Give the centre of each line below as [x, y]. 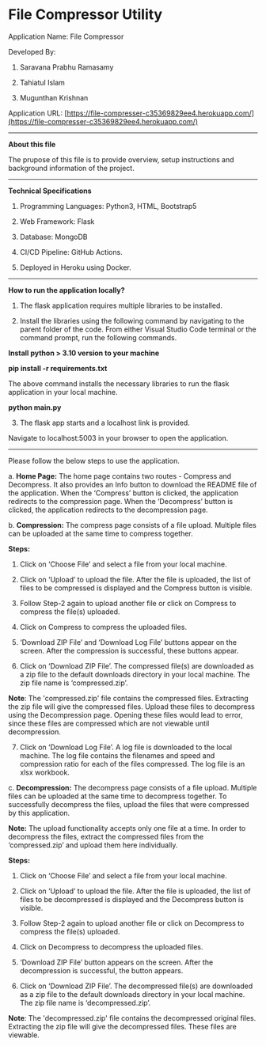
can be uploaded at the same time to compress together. [101, 533]
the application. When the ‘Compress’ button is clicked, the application [123, 493]
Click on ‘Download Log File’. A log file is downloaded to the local [125, 747]
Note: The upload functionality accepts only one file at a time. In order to [127, 828]
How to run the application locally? [66, 290]
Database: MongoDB [53, 237]
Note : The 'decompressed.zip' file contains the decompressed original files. [132, 1018]
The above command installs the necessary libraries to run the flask [119, 383]
